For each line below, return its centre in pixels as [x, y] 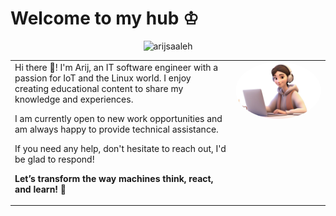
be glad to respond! [54, 159]
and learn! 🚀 [40, 189]
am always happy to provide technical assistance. [116, 129]
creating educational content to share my [99, 88]
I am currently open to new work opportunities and [118, 118]
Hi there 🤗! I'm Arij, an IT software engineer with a [116, 67]
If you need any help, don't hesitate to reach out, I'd [120, 148]
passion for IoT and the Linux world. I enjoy [103, 78]
